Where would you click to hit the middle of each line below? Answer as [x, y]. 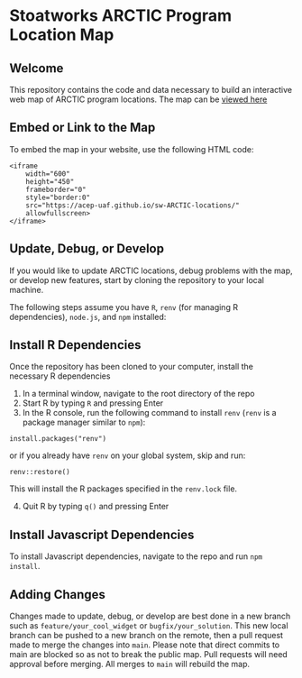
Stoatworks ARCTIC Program [121, 16]
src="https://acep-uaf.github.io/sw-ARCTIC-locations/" [133, 205]
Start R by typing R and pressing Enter [93, 403]
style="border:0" [58, 197]
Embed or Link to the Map [82, 128]
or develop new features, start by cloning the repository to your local [137, 279]
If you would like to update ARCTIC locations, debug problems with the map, [151, 270]
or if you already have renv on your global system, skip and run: [128, 455]
